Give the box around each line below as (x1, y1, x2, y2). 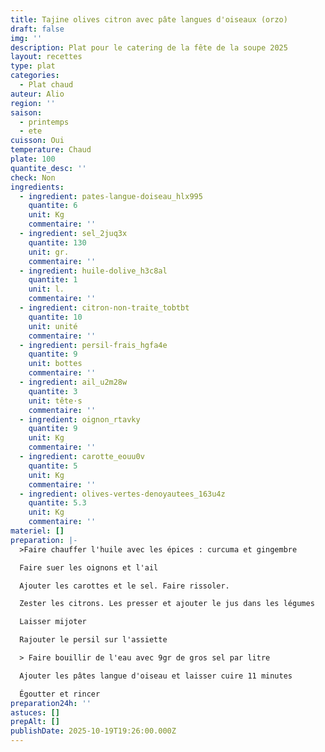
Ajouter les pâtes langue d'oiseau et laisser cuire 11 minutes (19, 671, 293, 681)
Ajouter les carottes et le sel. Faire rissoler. (19, 581, 230, 591)
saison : (10, 107, 43, 118)
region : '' (10, 98, 56, 108)
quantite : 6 (28, 201, 78, 211)
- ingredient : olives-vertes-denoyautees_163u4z (19, 489, 226, 499)
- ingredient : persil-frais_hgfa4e (19, 340, 168, 350)
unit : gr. (28, 247, 70, 257)
